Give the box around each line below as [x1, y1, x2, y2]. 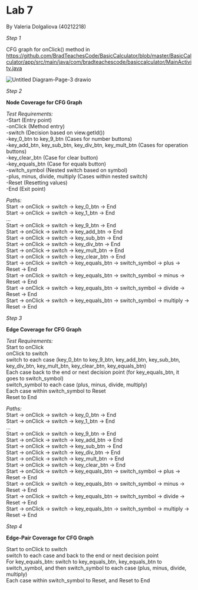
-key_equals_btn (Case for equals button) [6, 160, 107, 167]
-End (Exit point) [6, 185, 46, 192]
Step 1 [6, 34, 21, 41]
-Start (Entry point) [6, 116, 52, 124]
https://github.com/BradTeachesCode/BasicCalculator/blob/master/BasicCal [6, 52, 192, 59]
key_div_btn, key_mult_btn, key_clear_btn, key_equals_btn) [6, 362, 147, 369]
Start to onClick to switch [6, 545, 68, 552]
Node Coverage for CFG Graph [6, 98, 82, 106]
